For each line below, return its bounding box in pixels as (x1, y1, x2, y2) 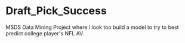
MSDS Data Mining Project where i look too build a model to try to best (5, 24, 180, 31)
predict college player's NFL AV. (5, 29, 85, 37)
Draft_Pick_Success (5, 4, 107, 18)
